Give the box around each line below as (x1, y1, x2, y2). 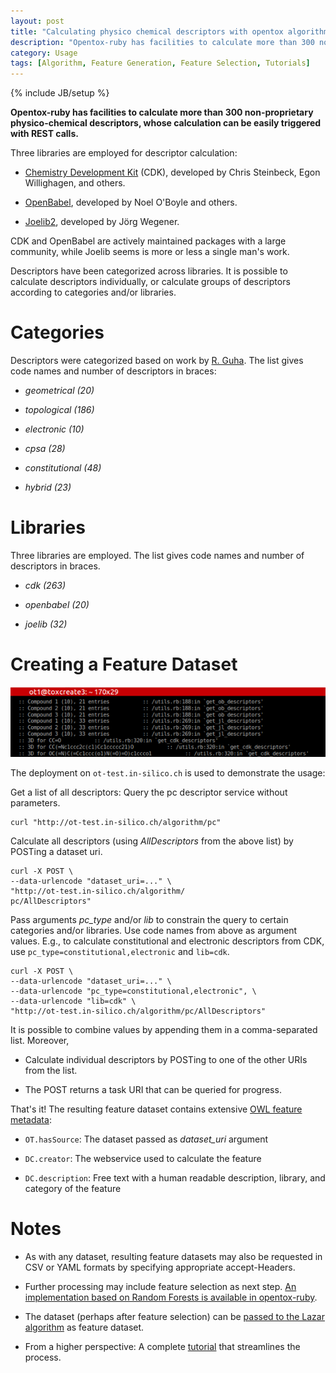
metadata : (10, 1113, 52, 1125)
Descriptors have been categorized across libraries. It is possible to (10, 265, 288, 277)
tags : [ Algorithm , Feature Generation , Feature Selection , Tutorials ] (10, 58, 311, 69)
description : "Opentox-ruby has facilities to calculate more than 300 (10, 37, 315, 47)
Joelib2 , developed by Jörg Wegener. (24, 216, 180, 228)
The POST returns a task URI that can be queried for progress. (24, 1083, 282, 1095)
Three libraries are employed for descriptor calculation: (10, 147, 238, 159)
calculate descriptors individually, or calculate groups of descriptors (10, 276, 291, 288)
